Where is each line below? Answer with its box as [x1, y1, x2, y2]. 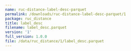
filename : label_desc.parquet [5, 25, 67, 30]
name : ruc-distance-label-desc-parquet [5, 7, 87, 12]
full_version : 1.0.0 [5, 34, 48, 39]
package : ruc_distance [5, 16, 52, 21]
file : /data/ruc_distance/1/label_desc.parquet [5, 39, 105, 44]
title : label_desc [5, 20, 43, 26]
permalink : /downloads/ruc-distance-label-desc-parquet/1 [5, 12, 126, 17]
